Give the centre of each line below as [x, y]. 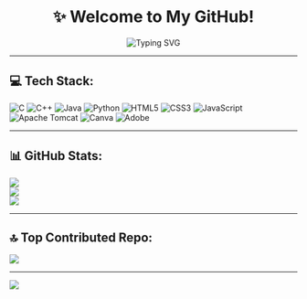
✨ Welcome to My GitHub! [153, 17]
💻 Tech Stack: [52, 81]
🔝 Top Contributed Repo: [81, 237]
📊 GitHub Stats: [56, 156]
